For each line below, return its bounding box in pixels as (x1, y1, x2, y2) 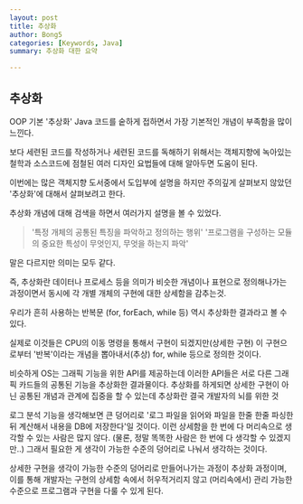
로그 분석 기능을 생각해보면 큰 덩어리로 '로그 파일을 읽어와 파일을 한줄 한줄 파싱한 (9, 409, 294, 420)
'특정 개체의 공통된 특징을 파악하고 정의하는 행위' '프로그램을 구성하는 (31, 227, 276, 238)
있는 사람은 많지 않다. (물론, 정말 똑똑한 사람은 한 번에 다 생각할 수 (35, 432, 267, 443)
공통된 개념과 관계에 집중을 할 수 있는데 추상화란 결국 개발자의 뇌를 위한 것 (18, 390, 279, 401)
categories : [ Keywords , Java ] (9, 38, 124, 48)
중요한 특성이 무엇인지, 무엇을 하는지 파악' (41, 238, 189, 248)
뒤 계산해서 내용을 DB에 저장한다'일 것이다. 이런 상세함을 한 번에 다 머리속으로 (9, 421, 283, 432)
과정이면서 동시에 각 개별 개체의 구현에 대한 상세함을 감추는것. (9, 287, 227, 298)
